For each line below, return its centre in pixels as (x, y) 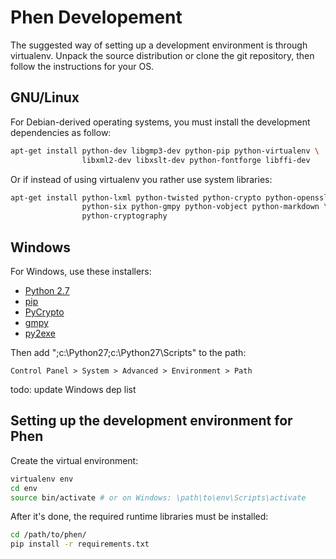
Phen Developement (96, 17)
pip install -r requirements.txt (80, 544)
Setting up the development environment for (151, 421)
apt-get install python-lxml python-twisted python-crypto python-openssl (169, 197)
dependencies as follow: (61, 132)
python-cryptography (124, 216)
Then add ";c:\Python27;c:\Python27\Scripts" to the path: (128, 352)
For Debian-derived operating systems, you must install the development (160, 122)
